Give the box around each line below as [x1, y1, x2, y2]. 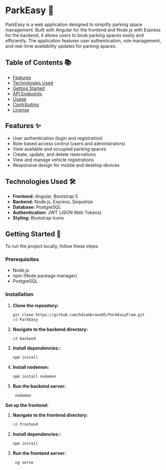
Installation [5, 291, 34, 298]
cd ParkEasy [12, 317, 38, 322]
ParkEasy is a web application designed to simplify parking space [5, 21, 143, 27]
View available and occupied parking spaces [12, 146, 107, 152]
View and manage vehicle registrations [12, 156, 94, 163]
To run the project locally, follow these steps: [5, 243, 99, 249]
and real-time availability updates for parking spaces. [5, 43, 117, 49]
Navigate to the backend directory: [12, 326, 88, 332]
